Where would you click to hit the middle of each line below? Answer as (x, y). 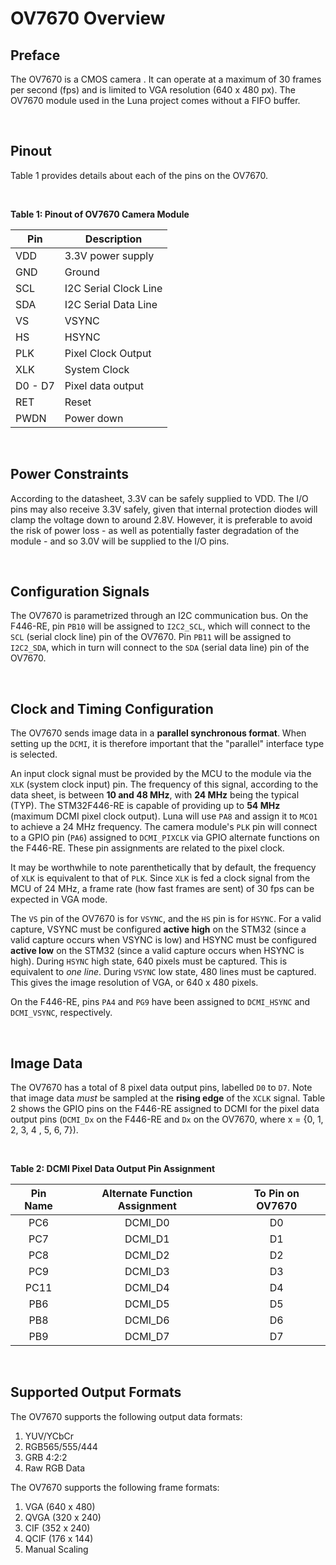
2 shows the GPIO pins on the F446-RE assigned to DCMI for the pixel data (165, 1109)
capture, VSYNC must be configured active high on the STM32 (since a (158, 929)
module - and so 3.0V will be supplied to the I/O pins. (120, 541)
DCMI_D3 (147, 1272)
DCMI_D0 (147, 1223)
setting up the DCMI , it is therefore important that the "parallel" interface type (167, 744)
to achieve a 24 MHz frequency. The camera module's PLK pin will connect (164, 827)
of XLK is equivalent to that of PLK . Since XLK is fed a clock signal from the (160, 878)
